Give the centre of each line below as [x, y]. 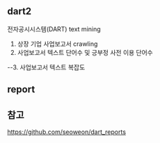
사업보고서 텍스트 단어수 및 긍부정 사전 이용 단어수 [85, 52]
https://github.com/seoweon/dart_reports [67, 132]
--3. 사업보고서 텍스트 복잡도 [46, 67]
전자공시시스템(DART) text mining [54, 29]
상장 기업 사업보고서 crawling [57, 44]
